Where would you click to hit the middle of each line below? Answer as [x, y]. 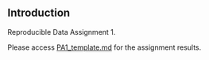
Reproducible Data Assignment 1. [62, 32]
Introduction [39, 13]
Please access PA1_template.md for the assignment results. [104, 47]
